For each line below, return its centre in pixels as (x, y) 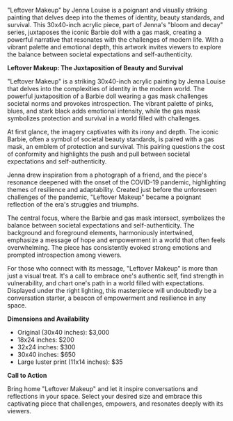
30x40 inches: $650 (46, 355)
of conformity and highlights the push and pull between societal (98, 154)
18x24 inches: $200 (46, 340)
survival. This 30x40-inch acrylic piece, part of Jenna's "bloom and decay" (115, 25)
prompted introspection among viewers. (64, 255)
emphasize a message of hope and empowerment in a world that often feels (116, 240)
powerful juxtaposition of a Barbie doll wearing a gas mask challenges (108, 96)
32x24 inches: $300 (46, 347)
